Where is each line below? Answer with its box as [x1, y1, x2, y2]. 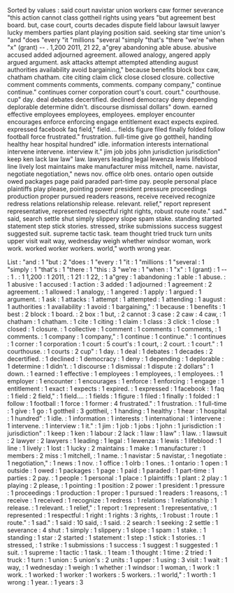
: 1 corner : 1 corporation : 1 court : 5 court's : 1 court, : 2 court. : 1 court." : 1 [7, 340, 223, 348]
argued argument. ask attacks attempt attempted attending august [7, 58, 198, 66]
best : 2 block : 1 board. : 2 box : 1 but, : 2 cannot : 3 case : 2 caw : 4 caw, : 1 [7, 310, 226, 318]
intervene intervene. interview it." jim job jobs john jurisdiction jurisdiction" [7, 147, 221, 156]
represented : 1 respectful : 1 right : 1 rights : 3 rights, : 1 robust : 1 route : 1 [7, 511, 219, 519]
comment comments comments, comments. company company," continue [7, 81, 221, 88]
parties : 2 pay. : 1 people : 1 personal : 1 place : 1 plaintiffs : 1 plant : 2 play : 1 [7, 474, 227, 482]
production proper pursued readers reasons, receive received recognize [7, 192, 215, 200]
